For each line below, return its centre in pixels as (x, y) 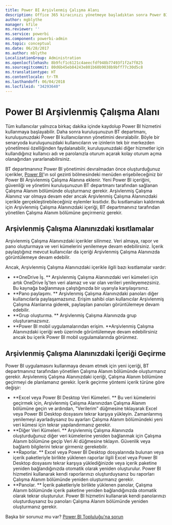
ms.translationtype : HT (31, 72)
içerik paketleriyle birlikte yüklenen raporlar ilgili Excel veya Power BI (85, 458)
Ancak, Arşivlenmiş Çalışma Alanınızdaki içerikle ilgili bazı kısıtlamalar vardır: (86, 267)
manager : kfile (21, 24)
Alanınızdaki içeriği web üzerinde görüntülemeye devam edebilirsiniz (85, 332)
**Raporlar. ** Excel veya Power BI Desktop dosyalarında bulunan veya (88, 452)
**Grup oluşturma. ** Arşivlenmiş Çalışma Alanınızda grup (74, 315)
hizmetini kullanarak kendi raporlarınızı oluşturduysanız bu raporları (83, 474)
